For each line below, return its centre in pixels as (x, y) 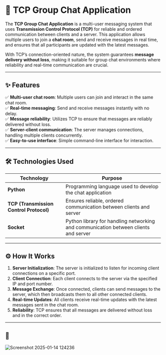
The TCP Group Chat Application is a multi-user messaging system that (79, 24)
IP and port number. (33, 284)
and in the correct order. (37, 315)
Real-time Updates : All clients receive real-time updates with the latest (84, 300)
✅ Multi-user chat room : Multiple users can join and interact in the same (79, 97)
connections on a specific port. (44, 273)
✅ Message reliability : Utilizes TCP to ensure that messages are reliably (79, 119)
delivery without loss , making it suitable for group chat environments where (83, 59)
